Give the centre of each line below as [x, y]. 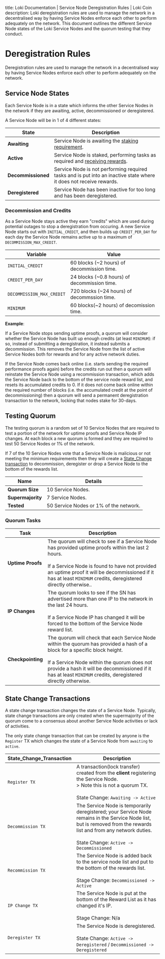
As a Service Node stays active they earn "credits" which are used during [80, 221]
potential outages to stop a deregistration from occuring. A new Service [78, 227]
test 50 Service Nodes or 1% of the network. [50, 443]
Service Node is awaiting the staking [96, 141]
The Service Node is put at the [111, 893]
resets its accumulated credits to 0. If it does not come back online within [79, 385]
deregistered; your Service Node [114, 811]
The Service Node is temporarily [114, 805]
